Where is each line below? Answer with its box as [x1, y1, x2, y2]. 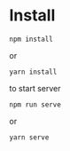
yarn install [9, 68, 58, 76]
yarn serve [9, 132, 50, 142]
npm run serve [9, 99, 62, 109]
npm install [9, 35, 53, 44]
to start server [9, 83, 61, 93]
